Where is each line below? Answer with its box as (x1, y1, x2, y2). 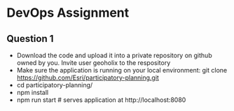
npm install (16, 89, 49, 96)
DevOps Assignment (6, 5, 130, 21)
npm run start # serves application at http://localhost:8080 (16, 96, 186, 104)
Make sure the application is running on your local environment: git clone (16, 66, 228, 74)
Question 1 (6, 33, 54, 45)
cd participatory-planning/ (16, 81, 93, 89)
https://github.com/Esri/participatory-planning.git (16, 73, 159, 82)
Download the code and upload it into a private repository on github (16, 51, 212, 59)
